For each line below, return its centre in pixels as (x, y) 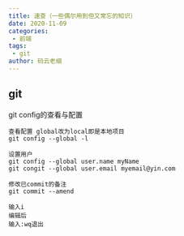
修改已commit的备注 (38, 184)
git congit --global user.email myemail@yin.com (92, 168)
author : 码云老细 (35, 62)
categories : (28, 31)
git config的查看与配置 (46, 114)
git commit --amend (41, 191)
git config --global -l (49, 139)
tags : (17, 46)
